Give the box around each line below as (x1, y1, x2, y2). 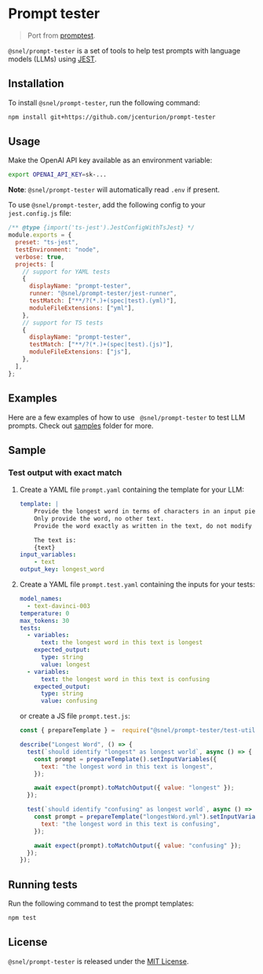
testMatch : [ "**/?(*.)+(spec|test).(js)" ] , (28, 341, 174, 349)
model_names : (19, 595, 63, 603)
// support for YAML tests (22, 268, 111, 276)
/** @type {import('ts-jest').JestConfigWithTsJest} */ (8, 224, 195, 232)
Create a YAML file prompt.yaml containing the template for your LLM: (19, 485, 245, 495)
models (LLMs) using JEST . (8, 54, 97, 64)
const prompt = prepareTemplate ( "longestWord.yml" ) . (34, 813, 210, 821)
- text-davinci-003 (27, 602, 90, 610)
